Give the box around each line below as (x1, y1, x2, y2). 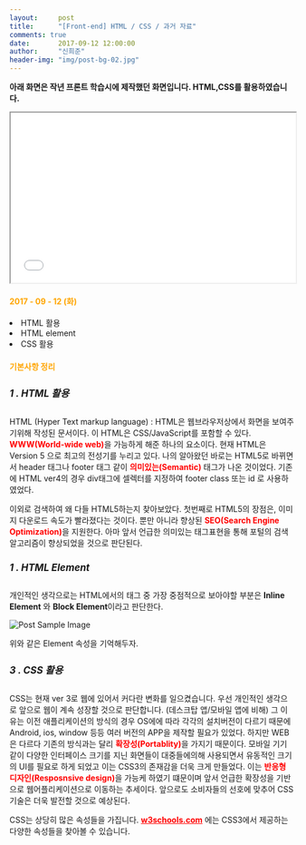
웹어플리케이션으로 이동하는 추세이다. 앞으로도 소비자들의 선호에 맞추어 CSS (25, 784, 294, 795)
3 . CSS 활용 (9, 663, 63, 676)
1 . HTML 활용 (9, 387, 70, 399)
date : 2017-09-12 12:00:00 (9, 38, 136, 48)
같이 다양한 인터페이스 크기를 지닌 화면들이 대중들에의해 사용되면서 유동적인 (9, 750, 276, 761)
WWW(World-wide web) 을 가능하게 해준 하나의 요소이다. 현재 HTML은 (9, 438, 267, 449)
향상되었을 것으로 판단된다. (48, 537, 143, 548)
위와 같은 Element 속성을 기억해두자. (9, 638, 139, 649)
